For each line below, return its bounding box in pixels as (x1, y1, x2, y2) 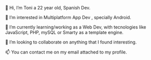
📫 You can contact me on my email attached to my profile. (5, 49, 127, 55)
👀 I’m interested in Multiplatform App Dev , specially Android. (5, 14, 131, 20)
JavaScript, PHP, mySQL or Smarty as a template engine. (5, 29, 124, 35)
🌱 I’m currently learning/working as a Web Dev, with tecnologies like (5, 24, 146, 30)
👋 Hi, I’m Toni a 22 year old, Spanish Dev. (5, 5, 91, 10)
